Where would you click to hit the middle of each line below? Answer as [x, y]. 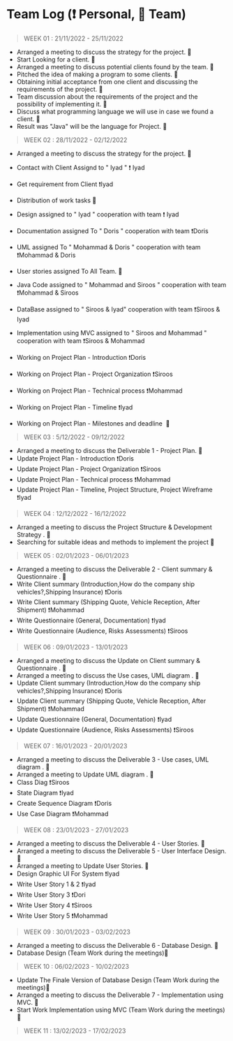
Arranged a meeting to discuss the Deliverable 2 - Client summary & [115, 569]
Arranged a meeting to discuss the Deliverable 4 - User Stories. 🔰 [111, 843]
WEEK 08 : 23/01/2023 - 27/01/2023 [76, 830]
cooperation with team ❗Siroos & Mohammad [81, 340]
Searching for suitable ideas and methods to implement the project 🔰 [115, 542]
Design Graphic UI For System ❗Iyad [68, 874]
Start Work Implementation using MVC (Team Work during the [106, 1009]
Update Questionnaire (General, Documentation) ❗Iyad [94, 719]
